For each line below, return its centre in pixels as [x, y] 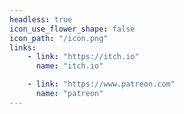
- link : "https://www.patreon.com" [101, 84]
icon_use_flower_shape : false [72, 29]
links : [23, 47]
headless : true [41, 19]
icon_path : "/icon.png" [59, 38]
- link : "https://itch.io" [83, 57]
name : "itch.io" [69, 66]
